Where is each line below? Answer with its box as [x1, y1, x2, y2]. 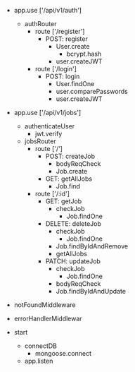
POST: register [45, 35, 88, 43]
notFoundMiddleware [13, 301, 76, 309]
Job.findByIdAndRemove [56, 242, 129, 250]
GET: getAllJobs [45, 174, 93, 183]
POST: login [45, 72, 80, 80]
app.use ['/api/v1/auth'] [13, 6, 82, 14]
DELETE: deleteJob [45, 220, 102, 228]
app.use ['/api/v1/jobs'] [13, 109, 82, 116]
